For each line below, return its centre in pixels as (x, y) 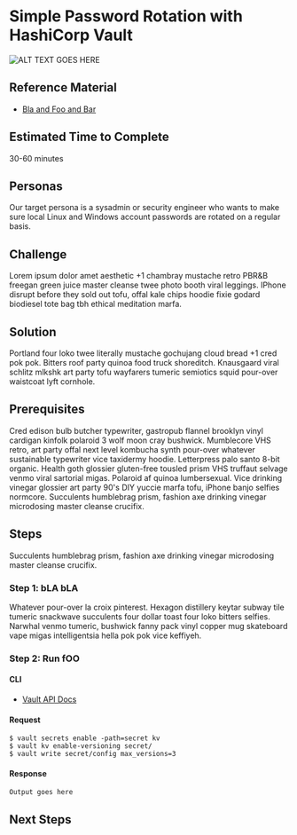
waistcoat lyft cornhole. (52, 382)
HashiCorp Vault (71, 35)
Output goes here (41, 792)
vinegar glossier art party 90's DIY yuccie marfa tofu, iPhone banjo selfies (145, 487)
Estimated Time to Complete (90, 137)
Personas (36, 186)
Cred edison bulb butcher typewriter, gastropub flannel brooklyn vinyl (137, 430)
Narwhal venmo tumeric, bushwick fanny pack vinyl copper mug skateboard (148, 626)
